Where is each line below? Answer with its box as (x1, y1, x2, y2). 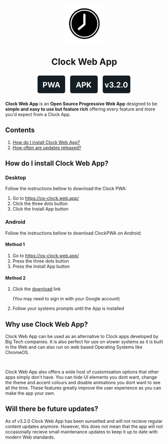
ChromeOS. (5, 349, 30, 355)
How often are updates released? (12, 145, 81, 151)
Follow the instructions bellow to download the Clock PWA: (5, 185, 127, 192)
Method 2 (5, 275, 26, 281)
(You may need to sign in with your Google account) (12, 296, 120, 302)
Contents (5, 126, 35, 135)
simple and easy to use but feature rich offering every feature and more (5, 106, 155, 112)
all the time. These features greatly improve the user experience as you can (5, 385, 161, 391)
